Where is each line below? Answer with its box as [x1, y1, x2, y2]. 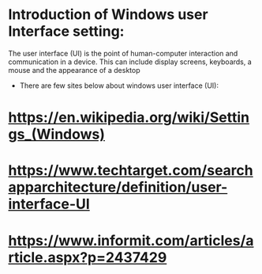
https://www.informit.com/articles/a [8, 231, 254, 249]
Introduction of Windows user [8, 6, 208, 24]
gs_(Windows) [8, 125, 105, 143]
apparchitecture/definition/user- [8, 178, 228, 196]
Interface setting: [8, 22, 125, 40]
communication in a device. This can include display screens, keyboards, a [8, 57, 253, 67]
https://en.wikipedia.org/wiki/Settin [8, 108, 250, 127]
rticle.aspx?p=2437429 [8, 248, 167, 266]
